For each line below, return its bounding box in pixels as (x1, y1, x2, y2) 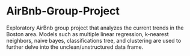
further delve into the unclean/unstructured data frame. (6, 43, 144, 51)
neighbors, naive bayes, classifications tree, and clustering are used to (6, 37, 182, 44)
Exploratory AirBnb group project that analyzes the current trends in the (6, 24, 184, 31)
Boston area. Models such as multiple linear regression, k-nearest (6, 30, 170, 37)
